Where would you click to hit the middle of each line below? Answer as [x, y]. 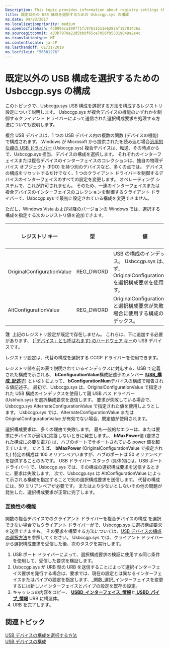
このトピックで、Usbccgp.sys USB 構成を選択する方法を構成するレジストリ [84, 106]
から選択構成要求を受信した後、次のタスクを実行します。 [65, 543]
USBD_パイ [148, 592]
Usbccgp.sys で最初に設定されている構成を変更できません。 [89, 198]
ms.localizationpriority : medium [40, 24]
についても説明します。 [33, 125]
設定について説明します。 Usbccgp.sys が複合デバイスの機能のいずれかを [81, 112]
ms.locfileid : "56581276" [32, 52]
